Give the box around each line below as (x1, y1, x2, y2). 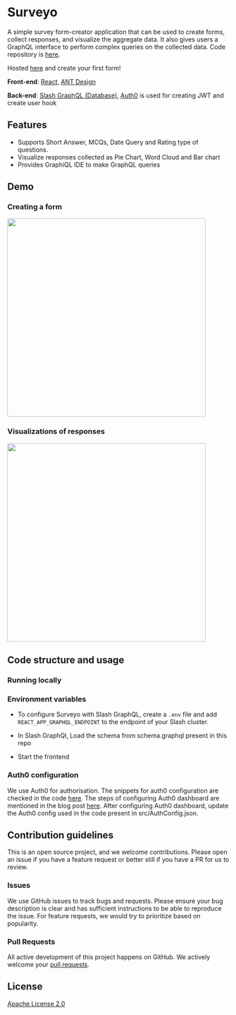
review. (7, 863, 28, 872)
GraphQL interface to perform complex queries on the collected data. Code (7, 42, 226, 51)
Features (7, 119, 47, 131)
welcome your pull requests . (7, 961, 90, 969)
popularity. (7, 919, 39, 927)
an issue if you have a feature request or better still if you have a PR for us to (7, 855, 230, 864)
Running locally (7, 675, 62, 685)
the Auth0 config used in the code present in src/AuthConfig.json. (7, 809, 199, 817)
